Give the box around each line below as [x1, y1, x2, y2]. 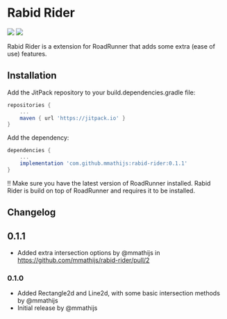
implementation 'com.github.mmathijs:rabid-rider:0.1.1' [19, 160, 188, 167]
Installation [7, 69, 57, 81]
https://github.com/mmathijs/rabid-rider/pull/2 [17, 256, 150, 264]
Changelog [7, 206, 56, 218]
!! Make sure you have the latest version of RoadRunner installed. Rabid [7, 179, 211, 187]
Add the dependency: [7, 133, 69, 142]
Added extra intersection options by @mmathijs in [17, 248, 160, 256]
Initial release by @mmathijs [17, 304, 98, 312]
